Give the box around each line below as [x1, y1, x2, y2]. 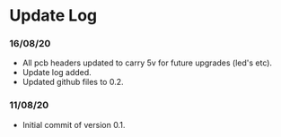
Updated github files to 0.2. [22, 77, 124, 88]
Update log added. [22, 67, 92, 78]
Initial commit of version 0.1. [22, 119, 126, 130]
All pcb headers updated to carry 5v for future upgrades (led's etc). [22, 57, 272, 68]
